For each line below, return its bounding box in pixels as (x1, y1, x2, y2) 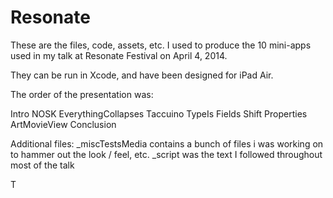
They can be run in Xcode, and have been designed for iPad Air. (10, 69, 274, 81)
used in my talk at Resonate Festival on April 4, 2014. (10, 49, 228, 61)
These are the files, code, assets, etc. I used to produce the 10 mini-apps (10, 39, 312, 51)
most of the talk (10, 159, 75, 171)
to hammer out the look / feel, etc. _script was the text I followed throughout (10, 148, 323, 160)
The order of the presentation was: (10, 88, 154, 100)
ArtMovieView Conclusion (10, 118, 117, 130)
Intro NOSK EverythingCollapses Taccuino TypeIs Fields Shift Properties (10, 107, 308, 120)
